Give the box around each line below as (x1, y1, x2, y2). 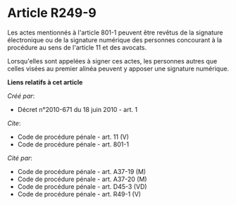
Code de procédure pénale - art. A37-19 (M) (17, 167, 147, 175)
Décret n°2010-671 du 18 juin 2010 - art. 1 (17, 105, 138, 113)
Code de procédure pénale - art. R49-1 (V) (17, 190, 142, 198)
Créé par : (7, 92, 35, 100)
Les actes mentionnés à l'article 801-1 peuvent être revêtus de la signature (7, 28, 223, 37)
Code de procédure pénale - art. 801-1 (17, 139, 129, 149)
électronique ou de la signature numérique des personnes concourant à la (7, 35, 223, 44)
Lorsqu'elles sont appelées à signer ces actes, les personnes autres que (7, 56, 218, 65)
